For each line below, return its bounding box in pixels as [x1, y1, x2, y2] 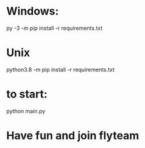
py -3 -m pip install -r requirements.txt [6, 24, 103, 32]
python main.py [6, 107, 46, 115]
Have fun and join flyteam [6, 129, 140, 143]
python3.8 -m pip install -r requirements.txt [6, 66, 115, 73]
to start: [6, 87, 48, 101]
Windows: [6, 4, 59, 18]
